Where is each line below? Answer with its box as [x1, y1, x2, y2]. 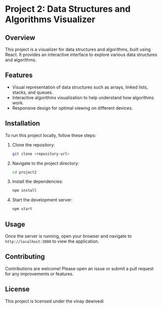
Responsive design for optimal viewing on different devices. [12, 105, 133, 111]
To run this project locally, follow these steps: [5, 132, 96, 138]
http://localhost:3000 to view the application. [5, 238, 99, 244]
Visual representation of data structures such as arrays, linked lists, [12, 84, 148, 90]
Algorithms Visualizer [5, 14, 95, 25]
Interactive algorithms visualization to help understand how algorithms [12, 94, 154, 100]
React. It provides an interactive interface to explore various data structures [5, 52, 158, 57]
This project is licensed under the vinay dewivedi [5, 298, 104, 304]
